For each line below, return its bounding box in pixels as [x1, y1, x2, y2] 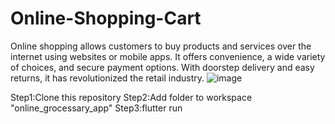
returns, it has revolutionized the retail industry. [10, 72, 205, 84]
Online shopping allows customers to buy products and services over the [10, 40, 312, 52]
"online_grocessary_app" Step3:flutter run [10, 102, 183, 114]
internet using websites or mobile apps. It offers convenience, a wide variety [10, 50, 326, 62]
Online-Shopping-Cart [10, 7, 202, 30]
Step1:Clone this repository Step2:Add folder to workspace [10, 91, 253, 103]
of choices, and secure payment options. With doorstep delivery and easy [10, 61, 315, 73]
